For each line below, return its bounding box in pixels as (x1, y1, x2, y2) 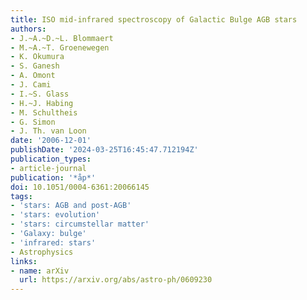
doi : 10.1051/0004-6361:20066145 (10, 182, 150, 192)
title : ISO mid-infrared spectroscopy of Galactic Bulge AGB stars (10, 14, 298, 25)
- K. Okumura (10, 52, 65, 62)
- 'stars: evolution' (10, 210, 101, 220)
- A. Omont (10, 71, 56, 81)
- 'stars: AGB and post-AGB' (10, 201, 132, 211)
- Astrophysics (10, 247, 74, 257)
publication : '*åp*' (10, 172, 97, 183)
